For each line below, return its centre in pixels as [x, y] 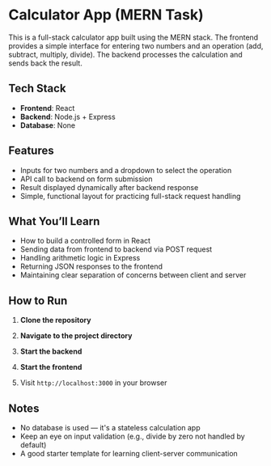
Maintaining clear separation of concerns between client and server [133, 275]
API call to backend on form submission [86, 179]
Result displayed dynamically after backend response [109, 187]
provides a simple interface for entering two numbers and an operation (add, [136, 45]
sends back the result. [45, 63]
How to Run [38, 301]
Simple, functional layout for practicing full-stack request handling [130, 196]
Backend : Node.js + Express [68, 116]
